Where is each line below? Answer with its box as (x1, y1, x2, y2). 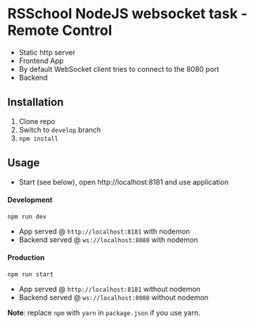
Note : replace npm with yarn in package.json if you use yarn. (7, 308, 201, 317)
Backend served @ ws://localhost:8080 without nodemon (18, 293, 209, 302)
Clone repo (18, 116, 56, 126)
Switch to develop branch (18, 125, 102, 134)
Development (7, 195, 53, 205)
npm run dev (7, 212, 47, 221)
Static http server (18, 47, 76, 57)
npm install (18, 135, 58, 143)
